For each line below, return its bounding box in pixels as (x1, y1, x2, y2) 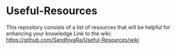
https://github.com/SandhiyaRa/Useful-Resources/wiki (6, 36, 139, 43)
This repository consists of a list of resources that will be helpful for (6, 24, 171, 31)
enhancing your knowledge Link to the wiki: (6, 30, 112, 37)
